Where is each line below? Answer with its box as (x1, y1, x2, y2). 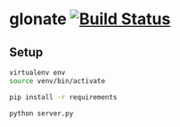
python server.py (9, 108, 74, 118)
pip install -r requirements (9, 92, 118, 102)
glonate (9, 9, 67, 30)
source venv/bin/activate (9, 76, 105, 85)
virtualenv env (9, 68, 66, 77)
